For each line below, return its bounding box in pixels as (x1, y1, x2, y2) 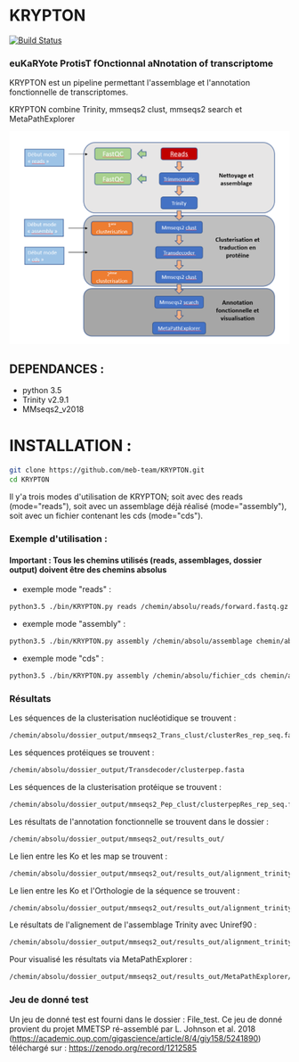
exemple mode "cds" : (21, 653, 104, 664)
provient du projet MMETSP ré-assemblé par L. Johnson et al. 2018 (9, 1023, 256, 1034)
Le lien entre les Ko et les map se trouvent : (9, 851, 167, 861)
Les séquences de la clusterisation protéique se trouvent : (9, 781, 222, 792)
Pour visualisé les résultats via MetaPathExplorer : (9, 954, 193, 965)
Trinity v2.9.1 (21, 394, 69, 406)
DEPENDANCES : (9, 362, 105, 377)
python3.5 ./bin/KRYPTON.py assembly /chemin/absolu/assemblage (9, 637, 253, 646)
